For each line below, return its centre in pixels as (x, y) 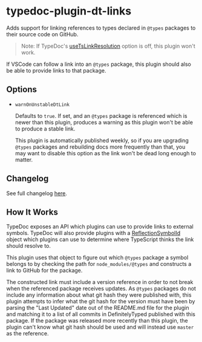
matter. (24, 160)
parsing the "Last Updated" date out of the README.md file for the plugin (98, 308)
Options (22, 90)
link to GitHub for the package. (44, 271)
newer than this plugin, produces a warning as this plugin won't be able (104, 122)
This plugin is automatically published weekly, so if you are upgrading (102, 140)
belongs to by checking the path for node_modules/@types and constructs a (99, 264)
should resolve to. (29, 246)
